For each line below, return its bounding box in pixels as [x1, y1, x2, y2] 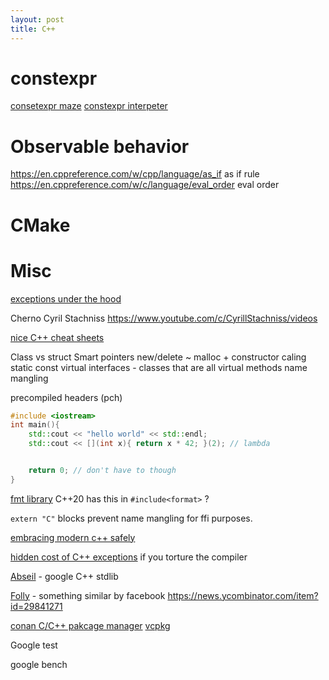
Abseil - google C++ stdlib [10, 570, 119, 582]
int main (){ [10, 420, 60, 430]
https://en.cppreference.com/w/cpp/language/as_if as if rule [10, 168, 260, 180]
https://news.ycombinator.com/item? [167, 589, 319, 601]
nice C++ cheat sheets [10, 331, 105, 343]
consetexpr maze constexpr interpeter [10, 100, 168, 112]
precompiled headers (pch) [10, 391, 123, 403]
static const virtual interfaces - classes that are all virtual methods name [10, 361, 308, 373]
